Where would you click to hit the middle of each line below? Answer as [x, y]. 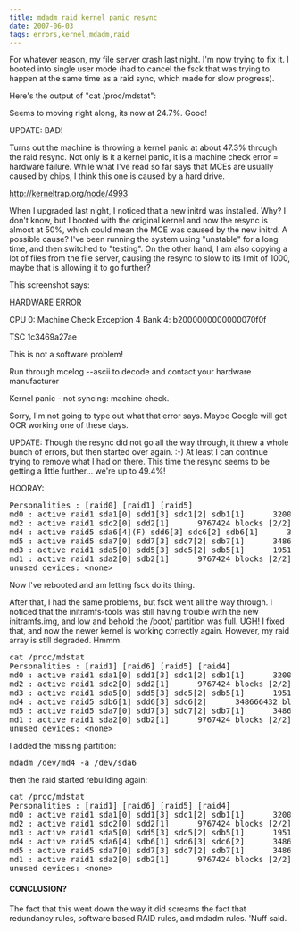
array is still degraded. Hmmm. [66, 641]
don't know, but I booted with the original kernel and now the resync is [138, 221]
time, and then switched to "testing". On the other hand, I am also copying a [149, 249]
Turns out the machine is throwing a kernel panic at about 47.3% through [143, 147]
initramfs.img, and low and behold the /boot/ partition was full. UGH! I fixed [147, 621]
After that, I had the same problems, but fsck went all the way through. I [141, 602]
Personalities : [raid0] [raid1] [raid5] [101, 505]
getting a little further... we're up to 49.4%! [88, 471]
